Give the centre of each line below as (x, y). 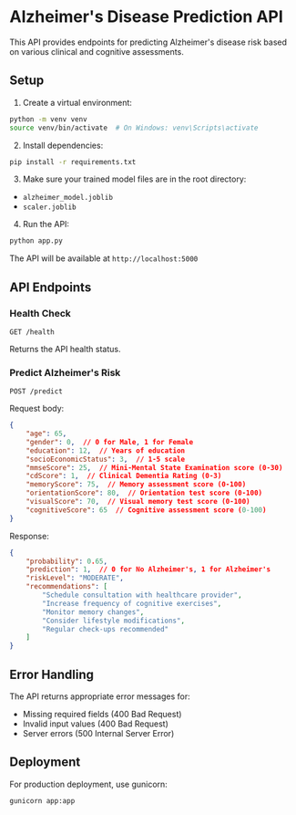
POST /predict (36, 392)
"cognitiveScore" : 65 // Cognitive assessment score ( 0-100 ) (146, 510)
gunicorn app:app (42, 800)
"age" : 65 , (46, 434)
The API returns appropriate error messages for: (100, 696)
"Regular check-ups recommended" (106, 629)
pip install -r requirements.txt (73, 162)
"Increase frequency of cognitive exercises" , (132, 603)
